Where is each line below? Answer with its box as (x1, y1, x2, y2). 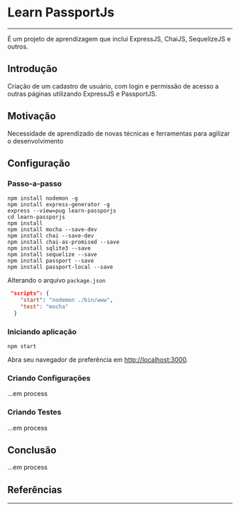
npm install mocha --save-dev (7, 226, 98, 233)
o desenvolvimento (7, 136, 64, 145)
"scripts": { (10, 290, 50, 297)
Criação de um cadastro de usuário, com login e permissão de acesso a (7, 81, 219, 90)
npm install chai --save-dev (7, 233, 94, 240)
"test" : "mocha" (20, 303, 69, 310)
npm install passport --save (7, 258, 94, 265)
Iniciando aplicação (7, 326, 77, 336)
